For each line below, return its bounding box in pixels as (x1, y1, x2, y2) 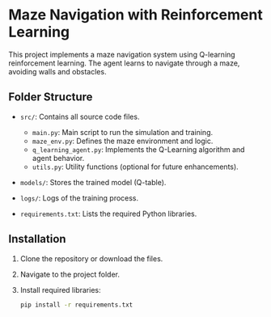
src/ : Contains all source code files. (19, 112, 140, 121)
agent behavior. (32, 153, 85, 163)
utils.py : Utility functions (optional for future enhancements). (32, 162, 239, 171)
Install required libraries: (19, 285, 101, 294)
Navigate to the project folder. (19, 269, 120, 279)
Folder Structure (8, 91, 93, 104)
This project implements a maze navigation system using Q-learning (8, 49, 236, 59)
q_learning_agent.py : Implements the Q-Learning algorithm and (32, 144, 245, 154)
